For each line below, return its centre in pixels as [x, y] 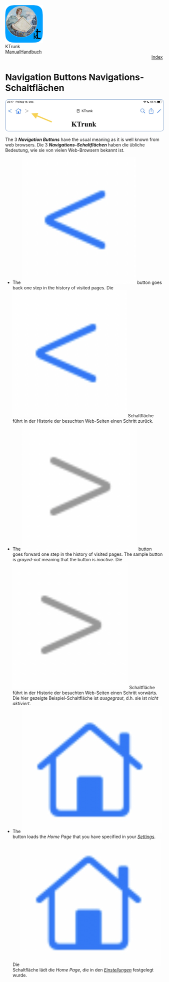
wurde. [20, 975]
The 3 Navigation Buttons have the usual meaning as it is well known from [82, 139]
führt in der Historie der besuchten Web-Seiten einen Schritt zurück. [83, 421]
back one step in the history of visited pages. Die [63, 287]
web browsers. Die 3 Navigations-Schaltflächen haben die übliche [75, 144]
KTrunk [13, 46]
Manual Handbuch [23, 52]
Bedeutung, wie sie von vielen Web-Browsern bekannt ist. [65, 150]
